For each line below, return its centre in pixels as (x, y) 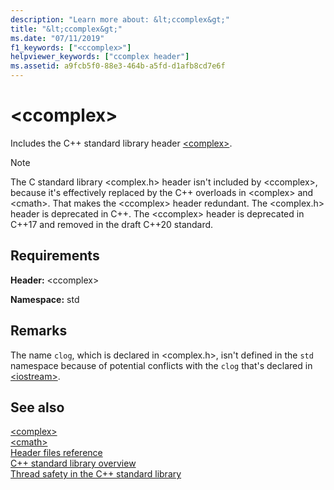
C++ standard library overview (73, 463)
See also (37, 407)
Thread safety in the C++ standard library (96, 474)
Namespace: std (45, 299)
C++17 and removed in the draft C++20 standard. (112, 224)
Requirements (55, 256)
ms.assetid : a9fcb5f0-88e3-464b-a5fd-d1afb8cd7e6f (118, 66)
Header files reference (56, 453)
